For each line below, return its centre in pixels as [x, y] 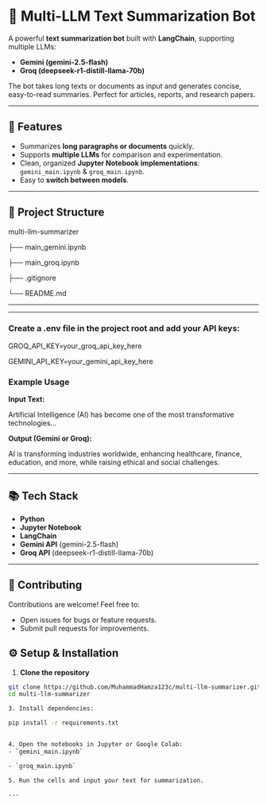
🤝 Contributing [45, 585]
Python [32, 519]
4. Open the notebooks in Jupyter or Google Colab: [95, 744]
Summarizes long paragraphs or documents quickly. [107, 146]
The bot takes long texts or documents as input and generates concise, [125, 86]
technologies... [33, 423]
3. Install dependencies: [51, 709]
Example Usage [39, 382]
